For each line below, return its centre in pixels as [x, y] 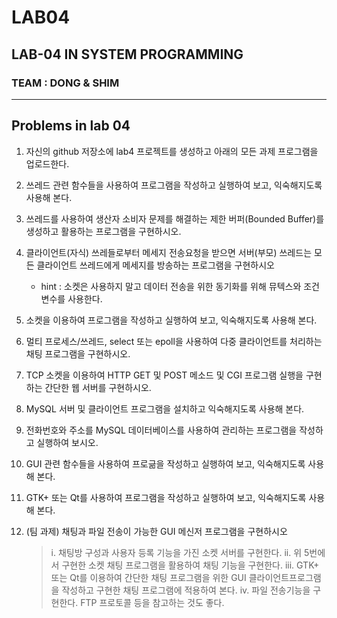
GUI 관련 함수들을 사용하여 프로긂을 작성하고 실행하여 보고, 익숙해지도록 [165, 463]
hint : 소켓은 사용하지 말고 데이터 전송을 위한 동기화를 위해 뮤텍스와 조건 [180, 286]
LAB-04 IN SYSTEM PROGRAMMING [127, 54]
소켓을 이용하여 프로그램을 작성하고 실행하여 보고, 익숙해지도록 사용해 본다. [171, 320]
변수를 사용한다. [71, 298]
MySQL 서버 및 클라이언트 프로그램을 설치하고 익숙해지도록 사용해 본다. [165, 408]
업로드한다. [47, 163]
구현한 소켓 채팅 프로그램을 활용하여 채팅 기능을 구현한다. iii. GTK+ [190, 565]
